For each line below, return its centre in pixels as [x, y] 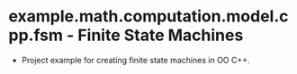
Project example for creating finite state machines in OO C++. [135, 60]
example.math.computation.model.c [148, 16]
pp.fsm [36, 35]
